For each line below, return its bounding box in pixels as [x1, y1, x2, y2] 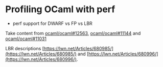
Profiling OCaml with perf [5, 4, 115, 15]
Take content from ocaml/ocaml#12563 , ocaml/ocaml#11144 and [5, 30, 141, 36]
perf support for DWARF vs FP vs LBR [12, 20, 93, 26]
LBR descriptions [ [5, 45, 44, 51]
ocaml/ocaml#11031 [5, 36, 47, 42]
